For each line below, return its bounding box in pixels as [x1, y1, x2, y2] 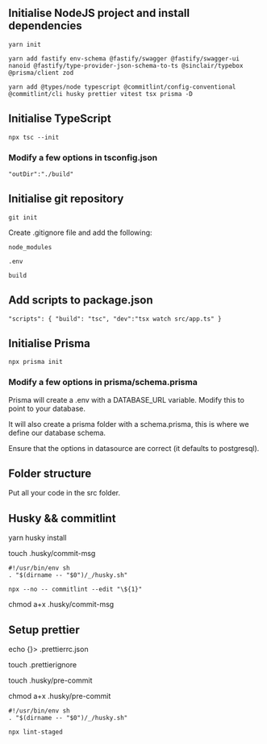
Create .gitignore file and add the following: [8, 228, 152, 237]
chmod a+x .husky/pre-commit [8, 692, 111, 701]
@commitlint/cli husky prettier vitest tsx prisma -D [8, 90, 194, 98]
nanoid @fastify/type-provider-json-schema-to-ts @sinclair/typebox [8, 61, 244, 69]
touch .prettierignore [8, 660, 77, 670]
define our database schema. [8, 428, 106, 437]
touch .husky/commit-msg [8, 549, 96, 558]
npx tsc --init [8, 133, 60, 141]
